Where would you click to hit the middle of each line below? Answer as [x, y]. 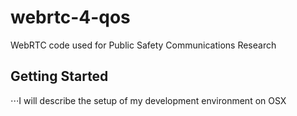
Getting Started [59, 76]
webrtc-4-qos [70, 17]
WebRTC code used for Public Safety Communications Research [143, 45]
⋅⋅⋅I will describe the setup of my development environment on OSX [148, 100]
